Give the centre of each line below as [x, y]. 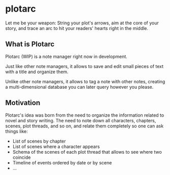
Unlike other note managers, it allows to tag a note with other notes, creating [85, 81]
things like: [16, 131]
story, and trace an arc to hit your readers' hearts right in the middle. [77, 28]
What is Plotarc [30, 44]
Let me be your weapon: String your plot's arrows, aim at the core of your [82, 23]
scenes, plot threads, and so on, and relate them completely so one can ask [84, 126]
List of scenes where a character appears [56, 146]
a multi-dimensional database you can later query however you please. [79, 87]
